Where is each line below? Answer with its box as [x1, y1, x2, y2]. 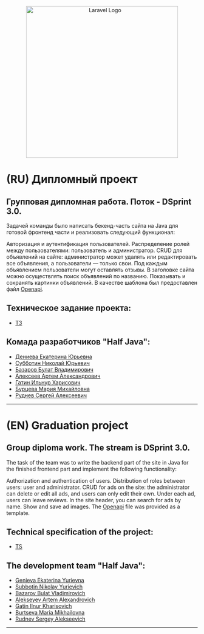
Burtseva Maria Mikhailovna [15, 609, 85, 616]
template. [6, 509, 30, 516]
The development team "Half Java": [6, 561, 146, 571]
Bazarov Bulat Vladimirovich [15, 590, 86, 597]
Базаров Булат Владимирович [15, 366, 94, 373]
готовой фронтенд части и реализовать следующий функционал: [6, 228, 175, 236]
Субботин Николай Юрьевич [15, 359, 90, 367]
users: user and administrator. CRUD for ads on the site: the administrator [6, 483, 190, 491]
